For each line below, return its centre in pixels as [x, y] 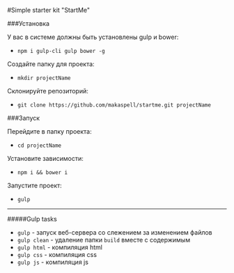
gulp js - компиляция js [53, 262]
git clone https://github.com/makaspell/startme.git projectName [114, 105]
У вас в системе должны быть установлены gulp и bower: [93, 37]
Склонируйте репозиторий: [48, 91]
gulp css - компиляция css [57, 255]
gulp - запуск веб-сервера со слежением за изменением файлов [115, 232]
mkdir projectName [44, 78]
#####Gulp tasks [32, 219]
